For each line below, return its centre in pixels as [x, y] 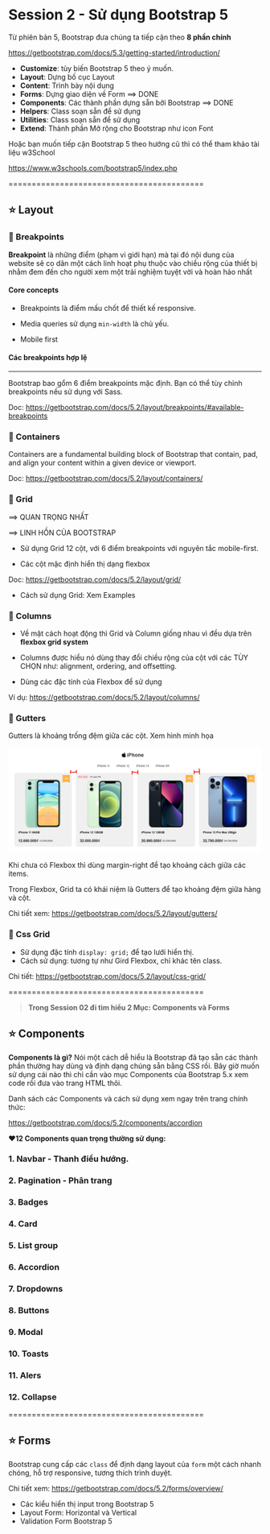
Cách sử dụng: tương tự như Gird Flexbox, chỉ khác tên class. [121, 960]
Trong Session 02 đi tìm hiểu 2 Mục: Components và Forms [129, 1007]
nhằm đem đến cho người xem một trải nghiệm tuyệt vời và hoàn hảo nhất [130, 272]
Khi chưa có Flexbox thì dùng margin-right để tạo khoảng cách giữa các [127, 865]
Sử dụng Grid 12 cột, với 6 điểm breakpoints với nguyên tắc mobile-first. [139, 548]
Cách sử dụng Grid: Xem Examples [78, 595]
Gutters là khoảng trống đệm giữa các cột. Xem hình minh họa [111, 736]
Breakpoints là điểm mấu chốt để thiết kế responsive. [108, 308]
